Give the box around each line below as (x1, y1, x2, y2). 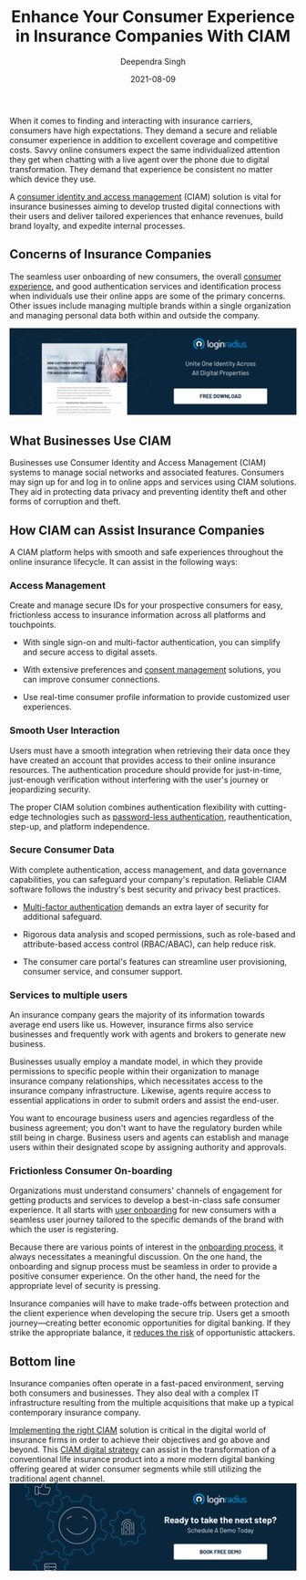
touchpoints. (9, 619, 56, 631)
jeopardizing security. (9, 783, 91, 795)
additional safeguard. (22, 911, 103, 922)
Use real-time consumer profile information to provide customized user (22, 692, 291, 703)
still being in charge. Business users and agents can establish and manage (9, 1132, 290, 1143)
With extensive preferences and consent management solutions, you (22, 664, 281, 675)
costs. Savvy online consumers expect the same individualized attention (9, 144, 280, 155)
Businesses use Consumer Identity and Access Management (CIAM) (9, 457, 267, 468)
